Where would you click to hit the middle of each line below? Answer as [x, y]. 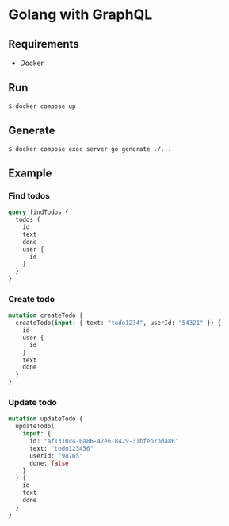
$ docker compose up [42, 106]
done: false [49, 463]
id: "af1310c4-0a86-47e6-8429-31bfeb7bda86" [104, 441]
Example [30, 174]
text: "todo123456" [61, 448]
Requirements [44, 44]
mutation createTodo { [46, 315]
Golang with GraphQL [80, 15]
